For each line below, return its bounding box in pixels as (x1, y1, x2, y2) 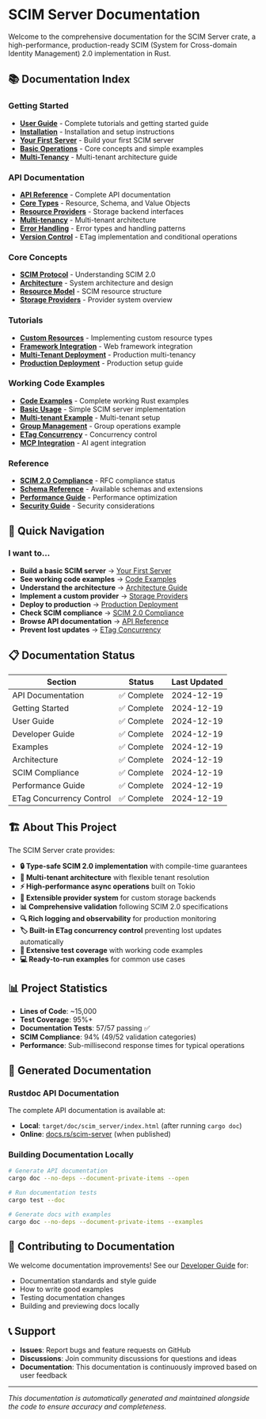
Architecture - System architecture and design (19, 278, 174, 288)
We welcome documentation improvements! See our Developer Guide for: (8, 1260, 249, 1270)
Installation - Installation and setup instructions (19, 127, 175, 136)
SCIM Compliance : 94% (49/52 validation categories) (19, 1032, 196, 1042)
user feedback (19, 1371, 67, 1380)
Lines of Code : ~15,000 (19, 1007, 97, 1016)
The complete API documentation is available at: (8, 1105, 166, 1115)
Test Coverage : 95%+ (19, 1015, 93, 1024)
